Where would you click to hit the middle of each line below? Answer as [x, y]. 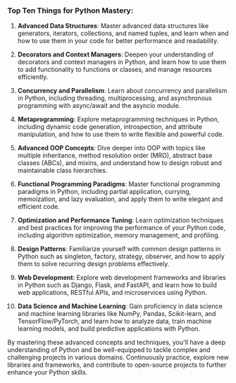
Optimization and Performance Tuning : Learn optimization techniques [120, 220]
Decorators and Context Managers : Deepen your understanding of [116, 54]
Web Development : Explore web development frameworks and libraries [122, 278]
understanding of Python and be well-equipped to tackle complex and [109, 350]
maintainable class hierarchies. [62, 171]
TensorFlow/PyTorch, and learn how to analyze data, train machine [114, 321]
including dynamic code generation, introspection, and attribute [110, 127]
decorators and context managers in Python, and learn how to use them [122, 62]
